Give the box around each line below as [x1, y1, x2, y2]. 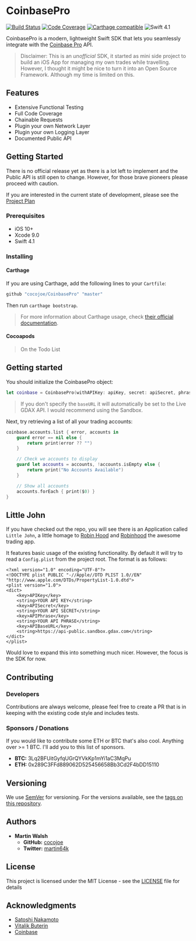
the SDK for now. [6, 655, 47, 663]
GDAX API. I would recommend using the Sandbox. [20, 406, 143, 414]
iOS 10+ [14, 225, 34, 232]
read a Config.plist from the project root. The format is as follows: [6, 555, 167, 563]
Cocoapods [6, 333, 35, 340]
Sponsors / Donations [6, 724, 69, 732]
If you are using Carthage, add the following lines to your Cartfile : [6, 279, 166, 287]
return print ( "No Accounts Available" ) [27, 467, 124, 473]
